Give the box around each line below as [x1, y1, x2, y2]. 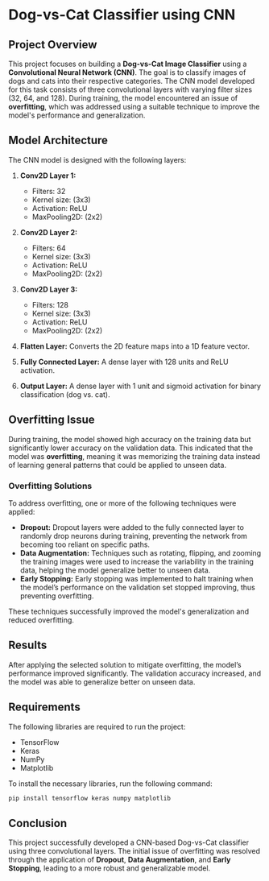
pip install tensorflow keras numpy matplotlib [8, 794, 172, 802]
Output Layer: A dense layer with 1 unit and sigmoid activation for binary [19, 381, 262, 391]
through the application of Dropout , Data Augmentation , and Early [8, 855, 231, 865]
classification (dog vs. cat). [19, 389, 110, 399]
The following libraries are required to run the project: [8, 722, 186, 731]
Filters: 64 [31, 243, 66, 253]
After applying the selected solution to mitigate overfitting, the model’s [8, 660, 242, 669]
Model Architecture [8, 134, 109, 147]
